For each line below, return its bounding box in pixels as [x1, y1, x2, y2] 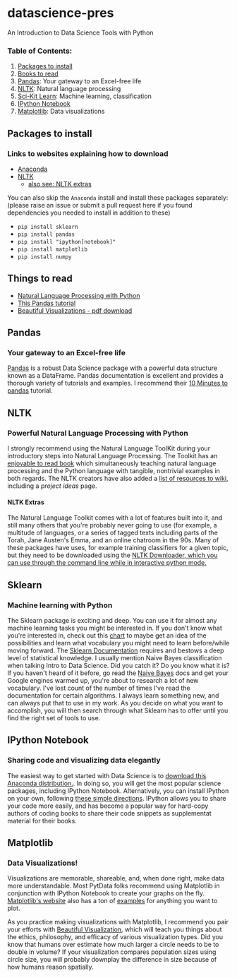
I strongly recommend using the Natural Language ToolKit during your [7, 444, 210, 453]
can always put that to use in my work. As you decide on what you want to [7, 699, 224, 707]
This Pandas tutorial [17, 299, 76, 307]
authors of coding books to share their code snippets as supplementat [7, 809, 212, 817]
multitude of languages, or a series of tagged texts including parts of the [7, 528, 219, 537]
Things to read [7, 273, 73, 285]
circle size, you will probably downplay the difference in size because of [7, 955, 217, 964]
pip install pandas [17, 231, 75, 238]
